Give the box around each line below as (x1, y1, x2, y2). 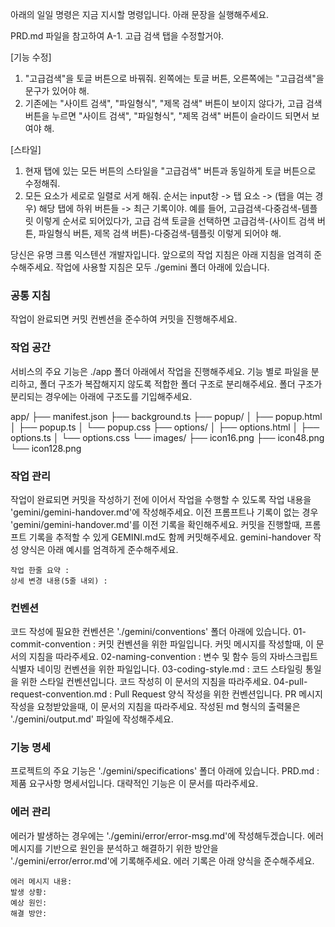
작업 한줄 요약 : (10, 565, 70, 575)
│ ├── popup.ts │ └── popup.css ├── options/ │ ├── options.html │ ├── (10, 421, 320, 433)
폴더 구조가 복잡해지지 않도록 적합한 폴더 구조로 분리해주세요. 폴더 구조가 (39, 378, 323, 390)
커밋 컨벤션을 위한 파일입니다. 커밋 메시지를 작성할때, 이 (98, 638, 314, 650)
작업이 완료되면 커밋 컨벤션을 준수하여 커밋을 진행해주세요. (10, 313, 238, 325)
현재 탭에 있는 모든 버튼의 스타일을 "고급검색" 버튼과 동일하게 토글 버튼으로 (24, 165, 317, 177)
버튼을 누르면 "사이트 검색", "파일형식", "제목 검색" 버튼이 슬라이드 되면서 (24, 110, 310, 122)
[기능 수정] (10, 51, 52, 63)
